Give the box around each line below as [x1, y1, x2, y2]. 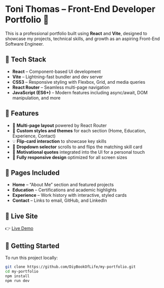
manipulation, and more [12, 95, 61, 101]
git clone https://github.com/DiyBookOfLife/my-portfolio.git [5, 264, 136, 269]
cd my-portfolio [5, 269, 39, 274]
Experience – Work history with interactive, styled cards [12, 192, 127, 198]
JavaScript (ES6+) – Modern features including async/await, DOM [12, 89, 148, 95]
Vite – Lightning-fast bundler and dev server [12, 73, 103, 80]
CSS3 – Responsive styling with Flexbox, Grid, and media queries [12, 79, 146, 85]
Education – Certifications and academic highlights [12, 187, 117, 193]
